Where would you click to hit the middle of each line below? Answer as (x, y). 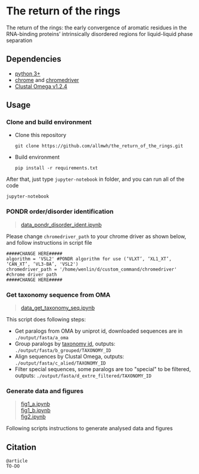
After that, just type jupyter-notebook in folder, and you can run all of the (95, 179)
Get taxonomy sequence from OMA (58, 294)
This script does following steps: (46, 320)
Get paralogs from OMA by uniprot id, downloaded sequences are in (99, 331)
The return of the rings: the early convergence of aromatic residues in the (97, 28)
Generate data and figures (45, 391)
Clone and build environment (49, 122)
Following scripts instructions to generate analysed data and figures (89, 429)
